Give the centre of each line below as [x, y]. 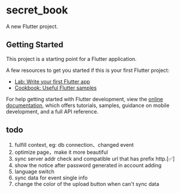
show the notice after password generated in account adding [88, 165]
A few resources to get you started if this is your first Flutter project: [88, 70]
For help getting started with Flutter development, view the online [85, 99]
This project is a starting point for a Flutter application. [71, 58]
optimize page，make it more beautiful [61, 152]
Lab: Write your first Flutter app [52, 81]
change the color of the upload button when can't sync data [87, 184]
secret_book [37, 10]
